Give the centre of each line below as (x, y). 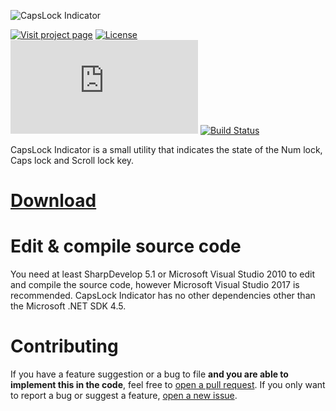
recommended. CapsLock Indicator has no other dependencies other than (163, 296)
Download (53, 201)
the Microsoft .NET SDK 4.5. (68, 306)
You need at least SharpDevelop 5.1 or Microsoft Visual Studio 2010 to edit (163, 274)
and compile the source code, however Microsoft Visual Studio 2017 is (155, 285)
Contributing (64, 346)
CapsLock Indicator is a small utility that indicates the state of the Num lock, (166, 149)
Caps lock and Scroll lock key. (72, 160)
